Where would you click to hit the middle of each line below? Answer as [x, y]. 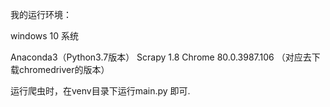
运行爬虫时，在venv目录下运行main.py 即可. [100, 91]
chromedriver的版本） [64, 69]
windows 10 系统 [45, 36]
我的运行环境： [41, 14]
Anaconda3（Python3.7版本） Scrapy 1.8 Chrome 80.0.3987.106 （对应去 [161, 57]
